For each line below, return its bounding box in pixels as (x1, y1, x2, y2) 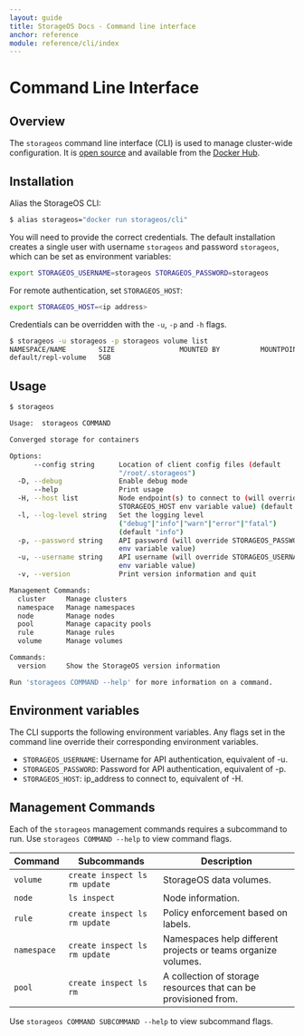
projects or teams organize (162, 944, 278, 957)
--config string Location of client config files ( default (33, 460, 281, 469)
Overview (9, 113, 66, 129)
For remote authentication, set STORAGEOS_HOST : (9, 285, 184, 296)
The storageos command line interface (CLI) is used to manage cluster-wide (9, 138, 293, 149)
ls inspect (68, 893, 116, 904)
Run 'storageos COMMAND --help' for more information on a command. (9, 678, 273, 687)
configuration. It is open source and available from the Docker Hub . (9, 147, 261, 159)
